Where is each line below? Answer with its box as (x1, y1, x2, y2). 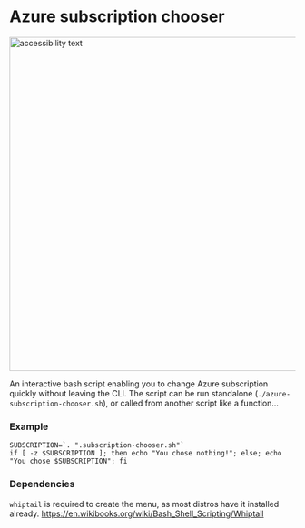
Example (9, 420, 49, 433)
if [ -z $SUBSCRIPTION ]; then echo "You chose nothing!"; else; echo (9, 449, 282, 458)
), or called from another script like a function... (103, 397, 280, 408)
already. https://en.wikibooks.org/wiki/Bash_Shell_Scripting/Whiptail (9, 508, 264, 519)
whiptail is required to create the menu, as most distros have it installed (9, 498, 280, 509)
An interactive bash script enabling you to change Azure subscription (9, 378, 269, 389)
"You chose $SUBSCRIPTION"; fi (9, 456, 128, 466)
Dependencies (9, 478, 75, 491)
